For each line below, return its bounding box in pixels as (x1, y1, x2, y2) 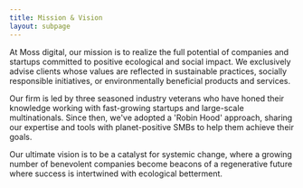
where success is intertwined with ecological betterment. (9, 168, 223, 179)
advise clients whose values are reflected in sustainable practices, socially (9, 65, 288, 77)
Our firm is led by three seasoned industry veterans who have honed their (9, 92, 285, 104)
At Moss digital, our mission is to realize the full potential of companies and (9, 46, 289, 57)
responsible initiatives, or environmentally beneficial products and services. (9, 75, 291, 86)
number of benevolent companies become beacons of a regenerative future (9, 158, 293, 169)
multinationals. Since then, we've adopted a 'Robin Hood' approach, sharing (9, 112, 293, 123)
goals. (9, 131, 33, 142)
